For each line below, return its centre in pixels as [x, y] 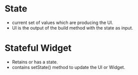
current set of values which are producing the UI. [62, 22]
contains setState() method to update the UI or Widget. [68, 67]
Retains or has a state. [35, 62]
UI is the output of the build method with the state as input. [72, 27]
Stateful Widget [38, 48]
